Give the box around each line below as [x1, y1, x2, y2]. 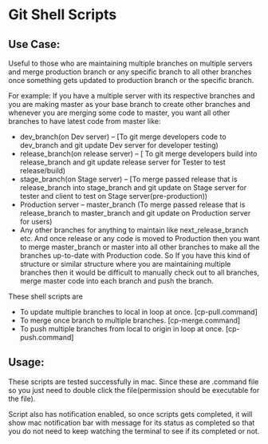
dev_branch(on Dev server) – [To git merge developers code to [19, 132, 227, 141]
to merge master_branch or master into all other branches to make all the [19, 242, 260, 252]
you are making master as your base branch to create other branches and [8, 100, 251, 109]
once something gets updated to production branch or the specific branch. [8, 76, 254, 85]
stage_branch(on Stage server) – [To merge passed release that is [19, 174, 238, 184]
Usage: [8, 355, 45, 369]
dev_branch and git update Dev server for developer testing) [19, 141, 219, 149]
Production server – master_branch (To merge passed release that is [19, 200, 246, 209]
